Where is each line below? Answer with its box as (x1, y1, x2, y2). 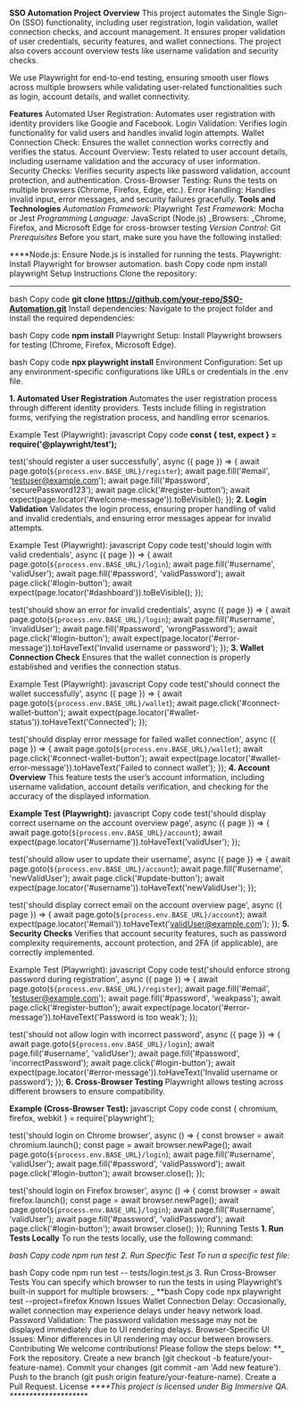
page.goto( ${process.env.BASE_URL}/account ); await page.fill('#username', (9, 863, 284, 874)
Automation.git (9, 303, 67, 313)
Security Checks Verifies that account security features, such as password (9, 928, 287, 938)
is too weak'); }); (137, 1012, 198, 1022)
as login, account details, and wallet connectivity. (9, 91, 190, 102)
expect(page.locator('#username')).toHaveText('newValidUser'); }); (9, 883, 257, 893)
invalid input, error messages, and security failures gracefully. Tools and (9, 194, 276, 204)
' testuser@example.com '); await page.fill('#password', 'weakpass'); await (9, 993, 281, 1003)
